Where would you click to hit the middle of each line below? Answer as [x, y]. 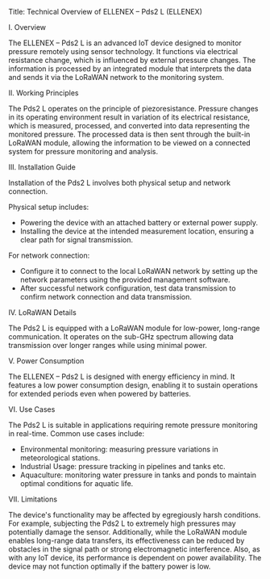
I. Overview [27, 27]
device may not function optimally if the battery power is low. [110, 566]
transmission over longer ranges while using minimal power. [108, 345]
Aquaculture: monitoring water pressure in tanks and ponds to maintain [138, 475]
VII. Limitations [33, 499]
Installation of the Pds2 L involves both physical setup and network [120, 183]
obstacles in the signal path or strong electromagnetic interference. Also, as [134, 549]
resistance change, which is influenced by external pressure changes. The [132, 60]
